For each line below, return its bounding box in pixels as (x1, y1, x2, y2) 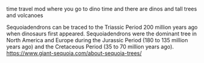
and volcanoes (6, 12, 44, 19)
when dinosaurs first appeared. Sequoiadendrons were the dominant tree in (6, 30, 197, 37)
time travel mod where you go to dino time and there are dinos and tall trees (6, 6, 197, 12)
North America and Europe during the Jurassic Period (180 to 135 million (6, 37, 188, 43)
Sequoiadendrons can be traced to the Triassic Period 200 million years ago (6, 24, 198, 31)
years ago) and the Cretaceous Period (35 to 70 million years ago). (6, 43, 174, 50)
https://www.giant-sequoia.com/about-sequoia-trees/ (6, 50, 142, 57)
